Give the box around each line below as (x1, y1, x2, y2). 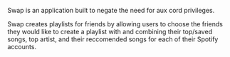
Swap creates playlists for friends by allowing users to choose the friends (7, 20, 223, 28)
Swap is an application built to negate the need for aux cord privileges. (7, 6, 215, 14)
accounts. (7, 43, 37, 51)
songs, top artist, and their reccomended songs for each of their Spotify (7, 35, 219, 43)
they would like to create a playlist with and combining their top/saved (7, 28, 212, 36)
